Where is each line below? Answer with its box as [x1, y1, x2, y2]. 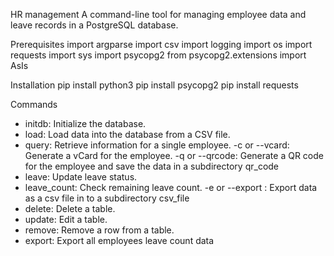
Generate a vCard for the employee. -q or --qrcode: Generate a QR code [24, 150, 324, 161]
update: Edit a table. [24, 214, 108, 225]
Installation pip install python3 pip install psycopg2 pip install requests [10, 79, 299, 91]
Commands [10, 99, 58, 110]
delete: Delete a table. [24, 203, 116, 214]
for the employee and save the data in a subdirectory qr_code [24, 160, 280, 172]
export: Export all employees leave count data [24, 235, 215, 246]
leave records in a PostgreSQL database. [10, 19, 179, 31]
